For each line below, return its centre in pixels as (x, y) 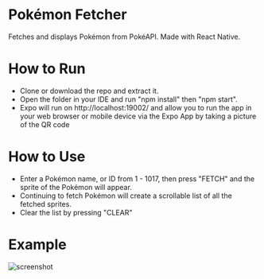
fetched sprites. (45, 203)
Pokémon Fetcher (68, 15)
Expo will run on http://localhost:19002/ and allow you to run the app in (136, 107)
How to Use (47, 157)
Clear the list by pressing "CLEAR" (76, 212)
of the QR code (45, 124)
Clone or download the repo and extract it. (89, 91)
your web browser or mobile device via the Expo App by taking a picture (138, 116)
